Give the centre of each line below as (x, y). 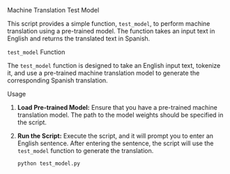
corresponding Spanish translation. (58, 80)
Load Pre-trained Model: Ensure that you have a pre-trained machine (117, 107)
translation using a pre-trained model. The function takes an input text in (111, 31)
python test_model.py (48, 164)
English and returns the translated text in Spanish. (79, 38)
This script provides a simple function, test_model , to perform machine (109, 23)
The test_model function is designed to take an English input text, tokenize (114, 65)
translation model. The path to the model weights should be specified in (120, 115)
